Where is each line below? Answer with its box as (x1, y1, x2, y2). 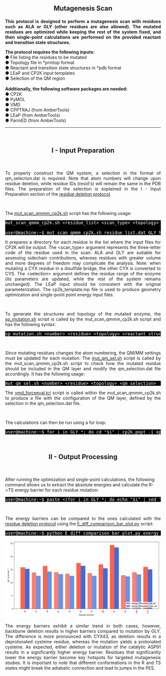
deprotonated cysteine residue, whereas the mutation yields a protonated (5, 639, 161, 645)
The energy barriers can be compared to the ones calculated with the (5, 516, 161, 521)
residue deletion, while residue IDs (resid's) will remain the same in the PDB (5, 180, 161, 186)
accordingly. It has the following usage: (5, 371, 85, 377)
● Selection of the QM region (5, 75, 65, 81)
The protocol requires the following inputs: (5, 49, 95, 55)
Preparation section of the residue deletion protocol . (5, 191, 112, 197)
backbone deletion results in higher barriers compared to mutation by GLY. (5, 628, 161, 634)
